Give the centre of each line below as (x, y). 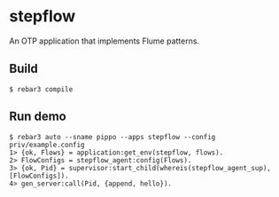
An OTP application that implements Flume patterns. (105, 41)
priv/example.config (47, 145)
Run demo (38, 117)
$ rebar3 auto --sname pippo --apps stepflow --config (112, 137)
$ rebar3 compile (41, 89)
